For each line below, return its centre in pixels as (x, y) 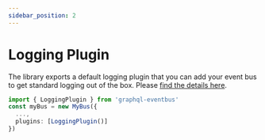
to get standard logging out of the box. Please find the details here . (118, 85)
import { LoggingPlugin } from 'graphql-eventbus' (94, 100)
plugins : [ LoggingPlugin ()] (62, 122)
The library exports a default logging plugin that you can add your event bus (132, 77)
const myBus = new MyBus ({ (53, 107)
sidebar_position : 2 (42, 15)
